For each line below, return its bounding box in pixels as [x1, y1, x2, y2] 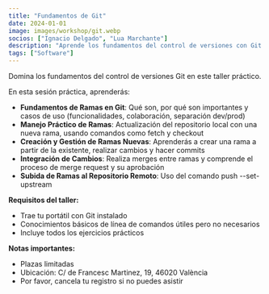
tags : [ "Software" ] [8, 49, 74, 57]
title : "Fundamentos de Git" [8, 11, 107, 20]
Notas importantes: [8, 243, 75, 253]
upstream [19, 180, 53, 189]
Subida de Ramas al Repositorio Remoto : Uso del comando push [19, 171, 238, 180]
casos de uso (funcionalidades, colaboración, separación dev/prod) [19, 111, 246, 121]
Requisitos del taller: [8, 195, 79, 205]
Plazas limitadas [19, 259, 74, 268]
